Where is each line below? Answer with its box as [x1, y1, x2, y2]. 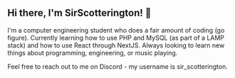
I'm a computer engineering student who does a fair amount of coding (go [7, 26, 225, 34]
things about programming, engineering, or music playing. [7, 48, 178, 57]
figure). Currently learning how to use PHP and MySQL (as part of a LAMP [7, 33, 225, 42]
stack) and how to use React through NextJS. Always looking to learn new [7, 40, 225, 50]
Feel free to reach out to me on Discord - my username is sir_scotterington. [7, 62, 228, 71]
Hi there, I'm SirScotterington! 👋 [7, 7, 152, 19]
